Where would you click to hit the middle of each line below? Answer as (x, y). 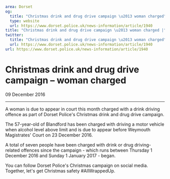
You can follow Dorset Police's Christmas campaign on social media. (77, 165)
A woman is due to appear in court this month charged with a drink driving (83, 109)
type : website (25, 21)
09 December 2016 (25, 94)
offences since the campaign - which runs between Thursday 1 (87, 150)
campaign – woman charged (66, 80)
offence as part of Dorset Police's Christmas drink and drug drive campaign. (85, 114)
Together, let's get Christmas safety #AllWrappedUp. (60, 171)
